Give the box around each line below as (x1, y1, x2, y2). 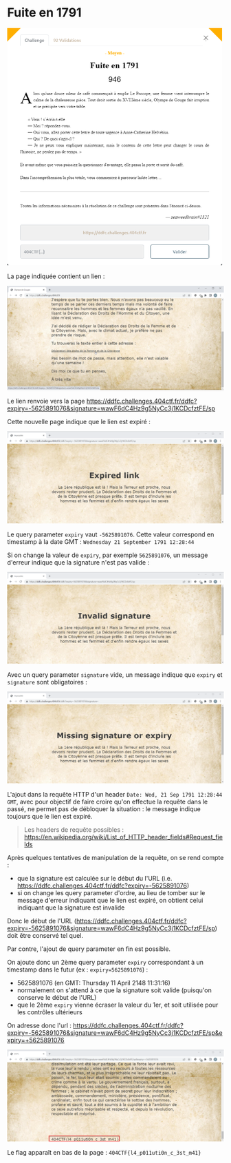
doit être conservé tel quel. (7, 931, 84, 939)
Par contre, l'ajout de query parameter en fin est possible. (7, 945, 170, 953)
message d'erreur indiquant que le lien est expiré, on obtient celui (16, 896, 203, 904)
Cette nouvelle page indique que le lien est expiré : (7, 418, 151, 426)
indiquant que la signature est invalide (16, 903, 125, 912)
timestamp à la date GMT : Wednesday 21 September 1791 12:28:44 (7, 537, 195, 545)
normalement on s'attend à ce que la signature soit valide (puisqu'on (16, 986, 212, 994)
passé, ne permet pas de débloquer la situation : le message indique (7, 804, 201, 813)
